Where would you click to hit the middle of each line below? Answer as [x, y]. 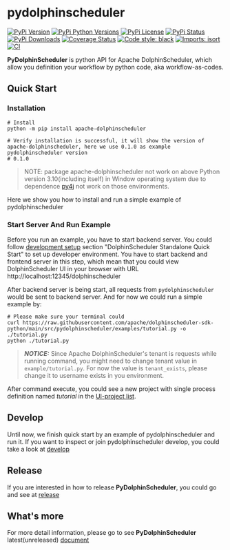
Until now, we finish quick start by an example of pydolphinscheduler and [111, 434]
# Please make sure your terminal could [66, 317]
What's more [35, 516]
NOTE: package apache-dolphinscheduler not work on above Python [122, 171]
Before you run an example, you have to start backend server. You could [109, 240]
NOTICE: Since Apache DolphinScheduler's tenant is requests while [120, 353]
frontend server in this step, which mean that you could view [93, 261]
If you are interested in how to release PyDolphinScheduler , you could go [112, 487]
